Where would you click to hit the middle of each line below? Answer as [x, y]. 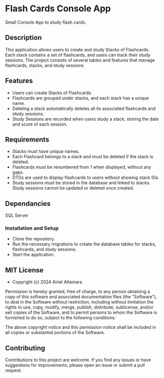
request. [14, 371]
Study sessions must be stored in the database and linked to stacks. [81, 183]
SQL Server [17, 215]
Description [23, 38]
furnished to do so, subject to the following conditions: [60, 318]
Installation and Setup [32, 228]
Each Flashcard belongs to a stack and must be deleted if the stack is [83, 157]
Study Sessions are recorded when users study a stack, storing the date [85, 119]
